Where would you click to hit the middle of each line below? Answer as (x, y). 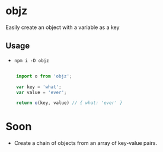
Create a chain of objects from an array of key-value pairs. (86, 143)
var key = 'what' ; (39, 87)
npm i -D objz (31, 60)
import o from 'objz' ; (44, 76)
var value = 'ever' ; (41, 92)
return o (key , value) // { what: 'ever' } (69, 103)
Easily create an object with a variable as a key (63, 27)
